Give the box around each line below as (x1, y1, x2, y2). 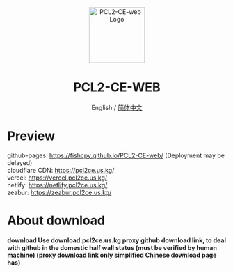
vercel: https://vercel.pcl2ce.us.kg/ (7, 173, 108, 182)
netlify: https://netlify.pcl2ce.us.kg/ (7, 180, 108, 189)
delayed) (7, 158, 33, 166)
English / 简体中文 (91, 103, 143, 111)
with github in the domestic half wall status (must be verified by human (7, 243, 218, 251)
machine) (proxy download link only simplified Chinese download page (7, 251, 217, 259)
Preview (7, 128, 56, 144)
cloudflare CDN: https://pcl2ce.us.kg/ (7, 166, 115, 174)
